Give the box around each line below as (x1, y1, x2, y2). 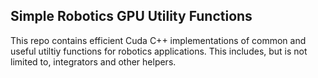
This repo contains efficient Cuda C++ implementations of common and (10, 34, 307, 46)
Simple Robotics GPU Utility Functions (10, 8, 253, 25)
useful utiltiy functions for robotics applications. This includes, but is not (10, 45, 308, 57)
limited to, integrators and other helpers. (10, 55, 177, 68)
